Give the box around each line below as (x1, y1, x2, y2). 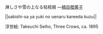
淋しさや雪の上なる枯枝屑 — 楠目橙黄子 (5, 4, 83, 10)
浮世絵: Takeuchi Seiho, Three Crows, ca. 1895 (5, 23, 99, 29)
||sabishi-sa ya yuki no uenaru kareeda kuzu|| (5, 14, 97, 19)
